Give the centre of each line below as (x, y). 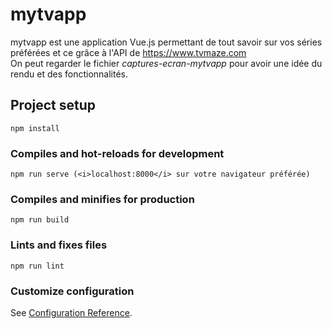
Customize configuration (72, 291)
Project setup (53, 105)
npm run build (40, 220)
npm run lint (37, 266)
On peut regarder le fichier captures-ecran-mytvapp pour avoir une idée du (166, 63)
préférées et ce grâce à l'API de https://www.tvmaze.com (128, 52)
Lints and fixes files (59, 245)
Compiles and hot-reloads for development (117, 153)
